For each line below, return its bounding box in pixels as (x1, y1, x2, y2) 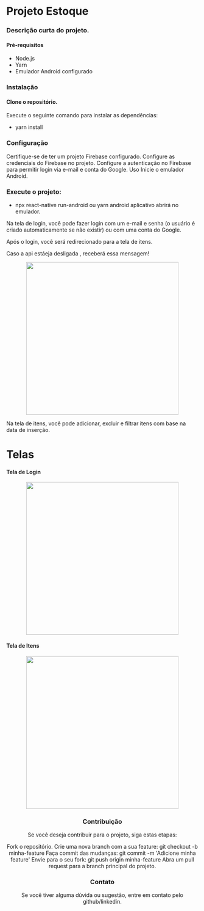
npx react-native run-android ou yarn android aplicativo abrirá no (15, 202, 179, 209)
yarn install (15, 123, 43, 131)
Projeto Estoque (6, 4, 89, 18)
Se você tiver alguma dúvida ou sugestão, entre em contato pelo (21, 891, 184, 899)
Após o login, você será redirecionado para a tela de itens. (6, 238, 153, 246)
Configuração (6, 139, 49, 147)
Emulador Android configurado (15, 68, 93, 75)
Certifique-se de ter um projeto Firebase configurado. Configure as (6, 153, 175, 160)
